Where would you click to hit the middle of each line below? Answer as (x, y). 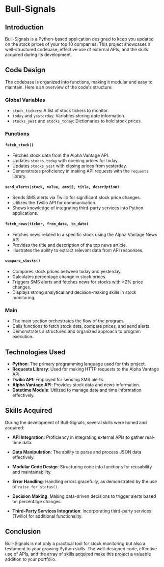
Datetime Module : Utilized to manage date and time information (77, 390)
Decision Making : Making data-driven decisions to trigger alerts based (84, 496)
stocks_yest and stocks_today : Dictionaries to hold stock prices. (77, 121)
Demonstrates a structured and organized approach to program (76, 331)
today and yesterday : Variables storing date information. (69, 116)
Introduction (25, 27)
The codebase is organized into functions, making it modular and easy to (79, 82)
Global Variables (25, 100)
